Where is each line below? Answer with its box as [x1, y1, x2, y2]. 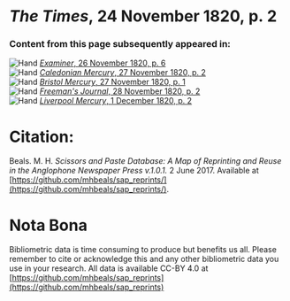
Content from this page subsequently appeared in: [9, 38, 232, 50]
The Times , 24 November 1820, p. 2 [9, 6, 278, 27]
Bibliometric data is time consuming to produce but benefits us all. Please [9, 244, 277, 255]
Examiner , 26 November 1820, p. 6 [39, 58, 166, 68]
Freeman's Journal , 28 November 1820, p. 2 [39, 86, 201, 96]
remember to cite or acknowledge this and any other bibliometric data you [9, 254, 279, 265]
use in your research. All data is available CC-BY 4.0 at [9, 263, 209, 274]
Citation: [9, 127, 74, 147]
